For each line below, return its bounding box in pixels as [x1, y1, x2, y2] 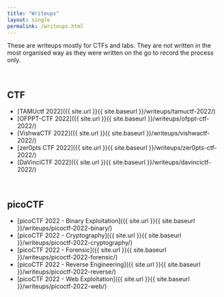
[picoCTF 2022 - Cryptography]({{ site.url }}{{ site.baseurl [16, 231, 182, 240]
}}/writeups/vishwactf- [145, 129, 210, 138]
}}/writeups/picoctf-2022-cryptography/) [16, 239, 133, 246]
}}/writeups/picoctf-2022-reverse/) [16, 268, 116, 276]
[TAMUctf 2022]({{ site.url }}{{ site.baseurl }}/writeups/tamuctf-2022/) [16, 107, 216, 116]
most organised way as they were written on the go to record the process [7, 49, 214, 57]
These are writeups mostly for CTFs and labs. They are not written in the [7, 42, 212, 50]
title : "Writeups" [7, 10, 59, 17]
